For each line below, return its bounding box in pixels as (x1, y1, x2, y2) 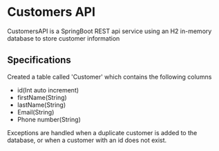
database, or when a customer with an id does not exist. (7, 136, 167, 144)
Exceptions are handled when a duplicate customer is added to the (7, 128, 198, 137)
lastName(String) (17, 101, 66, 109)
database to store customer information (7, 34, 120, 42)
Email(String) (17, 108, 55, 116)
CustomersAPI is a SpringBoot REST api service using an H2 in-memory (7, 27, 212, 35)
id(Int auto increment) (17, 85, 79, 94)
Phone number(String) (17, 115, 82, 123)
